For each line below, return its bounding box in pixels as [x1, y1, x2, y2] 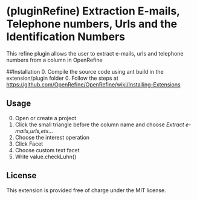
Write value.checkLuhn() [15, 153, 77, 160]
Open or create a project [15, 114, 77, 121]
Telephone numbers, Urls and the [6, 17, 178, 31]
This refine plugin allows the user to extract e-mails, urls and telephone [6, 50, 184, 57]
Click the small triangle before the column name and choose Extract [15, 121, 184, 128]
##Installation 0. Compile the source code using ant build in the [6, 68, 164, 75]
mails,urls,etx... [15, 127, 53, 134]
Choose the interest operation [15, 134, 89, 141]
